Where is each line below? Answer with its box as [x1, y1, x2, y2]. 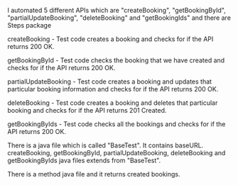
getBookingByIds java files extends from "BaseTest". [7, 156, 161, 164]
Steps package [7, 21, 52, 29]
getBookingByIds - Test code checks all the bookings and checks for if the [7, 120, 226, 128]
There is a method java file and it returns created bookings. [7, 170, 180, 178]
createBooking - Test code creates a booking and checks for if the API [7, 35, 214, 43]
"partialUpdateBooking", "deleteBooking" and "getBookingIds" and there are [7, 13, 231, 22]
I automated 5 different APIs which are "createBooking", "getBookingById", [7, 6, 226, 14]
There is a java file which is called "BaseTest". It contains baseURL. [7, 141, 204, 150]
